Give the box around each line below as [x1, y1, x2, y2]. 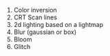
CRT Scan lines [13, 13, 57, 21]
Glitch [13, 43, 31, 50]
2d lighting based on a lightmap [13, 21, 104, 28]
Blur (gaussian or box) [13, 28, 77, 36]
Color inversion [13, 6, 57, 14]
